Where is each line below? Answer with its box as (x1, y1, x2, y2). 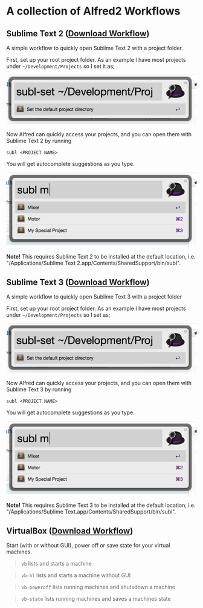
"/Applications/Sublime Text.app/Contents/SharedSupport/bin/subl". (6, 508, 176, 515)
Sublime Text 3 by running (6, 386, 72, 393)
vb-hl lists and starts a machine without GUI (21, 572, 131, 579)
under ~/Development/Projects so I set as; (6, 311, 111, 319)
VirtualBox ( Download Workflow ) (6, 526, 134, 536)
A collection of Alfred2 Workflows (6, 4, 181, 18)
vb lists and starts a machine (21, 560, 92, 567)
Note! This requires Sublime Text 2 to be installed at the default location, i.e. (6, 253, 196, 260)
